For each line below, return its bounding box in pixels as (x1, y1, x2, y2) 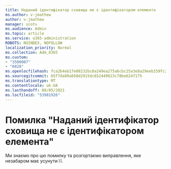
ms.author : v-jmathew (5, 12, 51, 17)
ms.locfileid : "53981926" (5, 92, 60, 97)
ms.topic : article (5, 31, 44, 36)
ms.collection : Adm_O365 (5, 50, 58, 55)
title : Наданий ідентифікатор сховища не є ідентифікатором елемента (5, 7, 156, 13)
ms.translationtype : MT (5, 78, 56, 83)
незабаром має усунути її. (5, 158, 64, 164)
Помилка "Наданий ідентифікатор (5, 114, 159, 126)
